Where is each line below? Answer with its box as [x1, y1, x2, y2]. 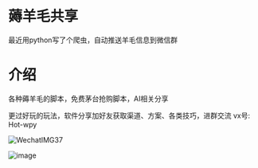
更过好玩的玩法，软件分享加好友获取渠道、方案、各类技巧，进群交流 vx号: [8, 111, 251, 120]
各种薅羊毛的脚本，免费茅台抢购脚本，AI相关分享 [8, 93, 169, 104]
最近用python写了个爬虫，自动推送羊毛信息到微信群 [8, 35, 178, 45]
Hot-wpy [8, 119, 37, 129]
